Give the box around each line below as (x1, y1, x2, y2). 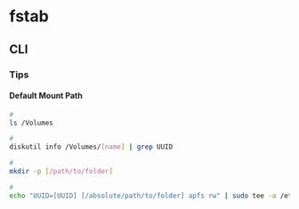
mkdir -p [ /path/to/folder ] (9, 167, 114, 176)
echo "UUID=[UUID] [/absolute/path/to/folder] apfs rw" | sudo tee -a (9, 191, 277, 200)
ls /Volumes (9, 118, 53, 127)
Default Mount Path (9, 91, 83, 101)
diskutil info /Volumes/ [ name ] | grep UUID (9, 142, 174, 152)
